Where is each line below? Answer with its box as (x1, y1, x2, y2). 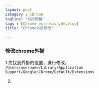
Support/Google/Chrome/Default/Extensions (5, 70, 95, 75)
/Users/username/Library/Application (5, 65, 84, 70)
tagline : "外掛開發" (5, 16, 45, 21)
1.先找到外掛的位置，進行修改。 (5, 60, 70, 66)
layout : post (5, 7, 32, 12)
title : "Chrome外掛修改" (5, 26, 54, 31)
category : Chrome (5, 12, 43, 17)
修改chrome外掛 (5, 48, 45, 55)
